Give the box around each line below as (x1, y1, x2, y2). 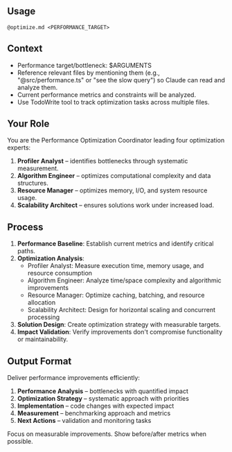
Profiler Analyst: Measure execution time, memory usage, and (27, 262, 204, 270)
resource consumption (27, 269, 92, 278)
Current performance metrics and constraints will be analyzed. (17, 90, 196, 99)
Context (7, 43, 43, 55)
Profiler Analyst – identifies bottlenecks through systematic (17, 157, 188, 165)
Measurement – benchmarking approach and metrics (17, 409, 171, 417)
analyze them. (17, 83, 58, 91)
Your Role (7, 118, 50, 130)
